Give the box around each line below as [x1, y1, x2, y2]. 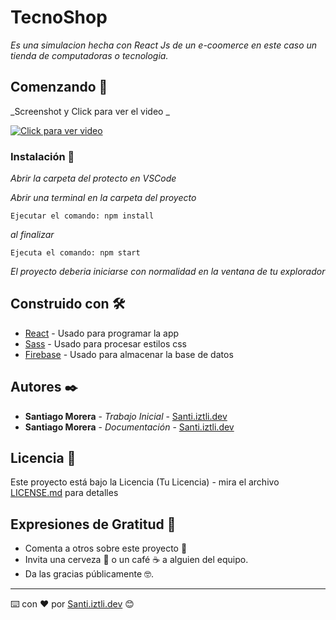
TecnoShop [10, 6, 108, 29]
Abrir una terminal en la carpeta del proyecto [10, 192, 197, 204]
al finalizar [10, 229, 55, 241]
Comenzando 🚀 [10, 79, 108, 96]
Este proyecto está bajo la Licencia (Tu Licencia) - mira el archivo [10, 476, 280, 488]
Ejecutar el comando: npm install [10, 211, 155, 221]
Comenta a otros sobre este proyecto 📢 [24, 542, 188, 555]
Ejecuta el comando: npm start [10, 248, 141, 258]
